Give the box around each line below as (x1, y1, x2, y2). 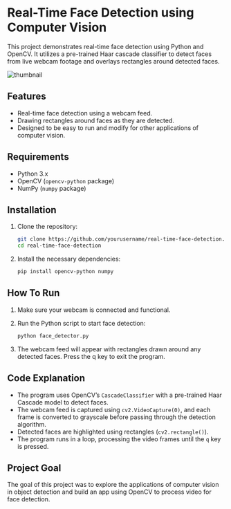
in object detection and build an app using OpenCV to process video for (7, 488, 212, 496)
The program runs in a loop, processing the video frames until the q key (17, 434, 221, 443)
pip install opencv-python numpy (17, 268, 114, 275)
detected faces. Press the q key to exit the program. (17, 352, 166, 360)
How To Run (7, 287, 60, 299)
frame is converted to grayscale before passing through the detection (17, 413, 216, 421)
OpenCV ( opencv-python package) (17, 176, 115, 185)
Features (7, 91, 46, 102)
